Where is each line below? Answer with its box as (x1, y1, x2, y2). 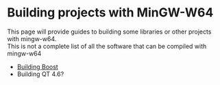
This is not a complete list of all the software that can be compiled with (7, 42, 207, 50)
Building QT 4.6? (16, 70, 64, 78)
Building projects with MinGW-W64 (7, 5, 214, 21)
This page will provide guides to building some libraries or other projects (7, 27, 212, 36)
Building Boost (16, 62, 58, 71)
